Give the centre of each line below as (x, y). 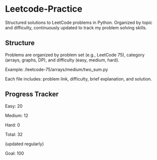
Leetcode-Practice (44, 9)
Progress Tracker (32, 94)
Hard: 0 (13, 125)
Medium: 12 (17, 115)
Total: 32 (14, 134)
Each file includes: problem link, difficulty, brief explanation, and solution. (78, 79)
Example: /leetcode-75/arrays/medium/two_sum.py (57, 69)
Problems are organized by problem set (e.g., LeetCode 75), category (75, 55)
